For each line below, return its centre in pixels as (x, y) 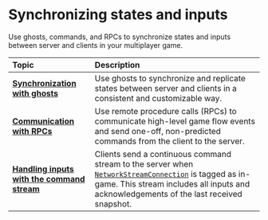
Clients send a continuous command (163, 154)
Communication (43, 121)
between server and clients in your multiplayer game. (96, 45)
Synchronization (45, 83)
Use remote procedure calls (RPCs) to (166, 111)
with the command (49, 179)
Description (117, 65)
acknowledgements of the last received (169, 194)
